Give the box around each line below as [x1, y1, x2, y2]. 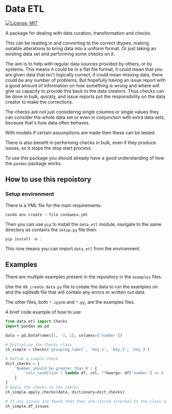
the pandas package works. [5, 160, 62, 167]
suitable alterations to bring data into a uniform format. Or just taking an [5, 45, 156, 51]
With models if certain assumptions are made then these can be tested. [5, 129, 156, 136]
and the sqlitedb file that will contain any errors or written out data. [5, 289, 146, 295]
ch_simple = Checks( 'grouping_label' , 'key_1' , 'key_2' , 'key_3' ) [5, 347, 150, 352]
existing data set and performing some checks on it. [5, 51, 115, 57]
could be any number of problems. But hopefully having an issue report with [5, 77, 166, 83]
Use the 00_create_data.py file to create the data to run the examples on [5, 284, 158, 290]
